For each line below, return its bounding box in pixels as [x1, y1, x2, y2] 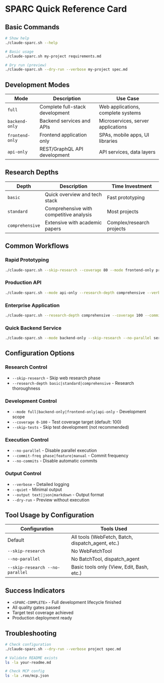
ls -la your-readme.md [5, 660, 51, 665]
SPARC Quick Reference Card [5, 3, 127, 15]
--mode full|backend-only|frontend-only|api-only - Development [12, 408, 146, 414]
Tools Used [100, 526, 127, 532]
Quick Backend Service [5, 324, 62, 331]
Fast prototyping [107, 194, 145, 201]
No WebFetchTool [71, 548, 112, 554]
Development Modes [5, 81, 70, 89]
